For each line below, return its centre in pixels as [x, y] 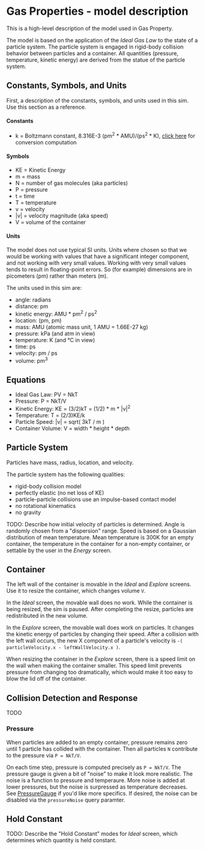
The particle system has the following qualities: [66, 474]
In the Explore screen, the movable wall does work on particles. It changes [100, 628]
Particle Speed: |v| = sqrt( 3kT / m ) [60, 421]
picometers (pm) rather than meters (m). [57, 276]
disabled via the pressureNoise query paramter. [66, 800]
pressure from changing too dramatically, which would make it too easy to [99, 672]
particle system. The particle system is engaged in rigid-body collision [95, 47]
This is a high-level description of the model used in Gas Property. [90, 28]
